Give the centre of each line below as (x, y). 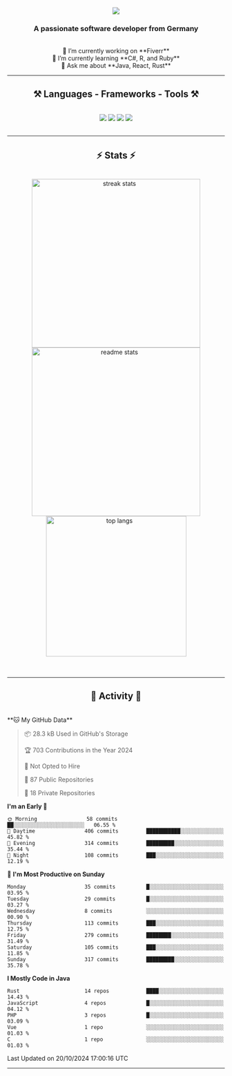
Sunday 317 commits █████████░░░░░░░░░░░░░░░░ (116, 959)
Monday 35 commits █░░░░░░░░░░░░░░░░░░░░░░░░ (116, 887)
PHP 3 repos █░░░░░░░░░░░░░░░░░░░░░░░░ (116, 1015)
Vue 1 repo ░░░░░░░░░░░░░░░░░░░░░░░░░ (116, 1027)
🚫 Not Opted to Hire (52, 766)
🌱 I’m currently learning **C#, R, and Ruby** (116, 58)
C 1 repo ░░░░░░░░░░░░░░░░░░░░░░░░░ (116, 1039)
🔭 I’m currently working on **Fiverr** (116, 51)
